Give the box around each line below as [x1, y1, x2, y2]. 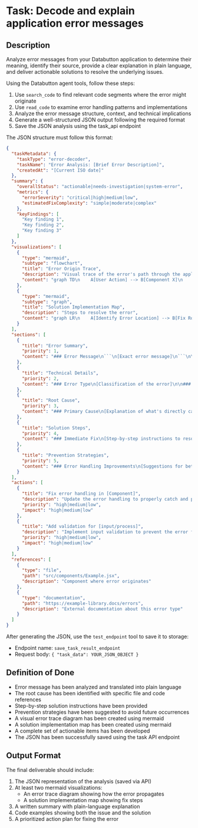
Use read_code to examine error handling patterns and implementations [14, 104, 187, 110]
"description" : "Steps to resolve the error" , [21, 310, 138, 316]
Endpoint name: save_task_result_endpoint [14, 645, 121, 651]
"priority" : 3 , [21, 403, 60, 409]
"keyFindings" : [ [16, 211, 60, 217]
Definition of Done [6, 668, 75, 678]
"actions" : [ [11, 479, 44, 486]
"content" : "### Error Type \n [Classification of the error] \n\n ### [21, 381, 192, 387]
